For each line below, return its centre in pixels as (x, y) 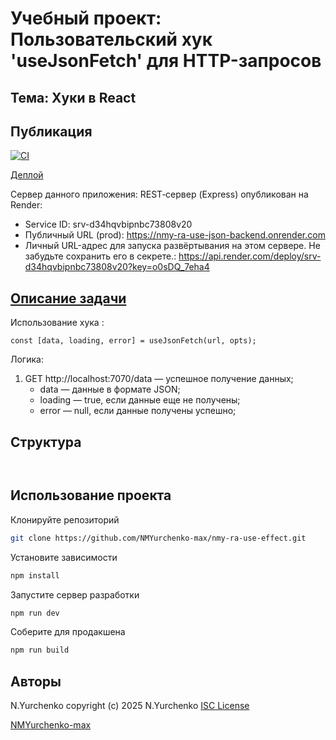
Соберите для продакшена (68, 632)
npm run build (40, 650)
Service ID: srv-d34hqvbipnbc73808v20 (108, 224)
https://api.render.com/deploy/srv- (250, 256)
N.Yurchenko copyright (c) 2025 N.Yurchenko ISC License (130, 706)
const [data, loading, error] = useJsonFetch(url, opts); (133, 341)
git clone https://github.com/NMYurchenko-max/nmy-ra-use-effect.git (158, 538)
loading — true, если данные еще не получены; (140, 400)
